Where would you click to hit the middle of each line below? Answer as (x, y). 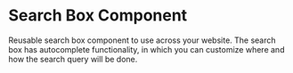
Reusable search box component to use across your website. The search (142, 40)
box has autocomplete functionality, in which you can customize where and (146, 49)
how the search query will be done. (73, 59)
